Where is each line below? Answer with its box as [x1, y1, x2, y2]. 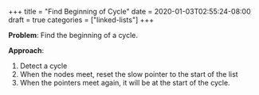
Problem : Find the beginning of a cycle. [8, 31, 138, 40]
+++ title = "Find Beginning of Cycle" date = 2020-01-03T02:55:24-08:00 [8, 7, 251, 16]
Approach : [8, 46, 45, 55]
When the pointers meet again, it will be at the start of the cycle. [19, 78, 230, 87]
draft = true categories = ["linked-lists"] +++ [8, 15, 155, 25]
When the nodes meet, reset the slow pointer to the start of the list [19, 70, 238, 78]
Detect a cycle [19, 61, 68, 70]
